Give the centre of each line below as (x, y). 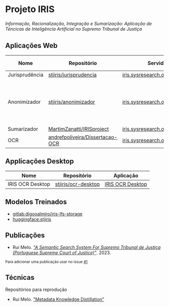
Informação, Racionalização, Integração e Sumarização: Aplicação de (79, 23)
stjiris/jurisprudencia (72, 75)
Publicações (25, 235)
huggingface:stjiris (32, 219)
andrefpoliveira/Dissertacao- (83, 137)
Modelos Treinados (36, 202)
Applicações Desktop (39, 162)
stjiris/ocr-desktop (77, 184)
